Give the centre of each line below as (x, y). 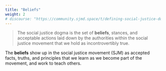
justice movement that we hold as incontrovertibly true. (73, 43)
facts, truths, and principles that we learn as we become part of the (74, 58)
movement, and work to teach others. (43, 63)
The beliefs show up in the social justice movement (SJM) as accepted (77, 53)
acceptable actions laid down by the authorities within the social (83, 38)
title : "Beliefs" (23, 10)
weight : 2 (15, 14)
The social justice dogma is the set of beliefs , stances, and (77, 33)
